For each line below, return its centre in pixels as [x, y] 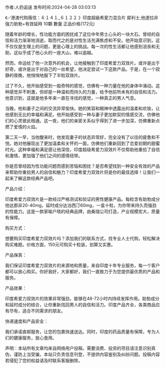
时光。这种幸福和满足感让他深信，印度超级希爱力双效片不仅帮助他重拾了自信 [82, 149]
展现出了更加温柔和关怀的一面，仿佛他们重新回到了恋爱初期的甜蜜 [93, 143]
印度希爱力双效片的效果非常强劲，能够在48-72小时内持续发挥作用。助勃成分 [82, 299]
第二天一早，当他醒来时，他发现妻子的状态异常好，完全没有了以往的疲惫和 [80, 137]
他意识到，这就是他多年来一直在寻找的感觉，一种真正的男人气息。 [72, 98]
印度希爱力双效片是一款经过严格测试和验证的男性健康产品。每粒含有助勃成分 [82, 199]
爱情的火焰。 [27, 127]
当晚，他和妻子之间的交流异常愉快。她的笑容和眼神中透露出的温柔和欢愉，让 [82, 108]
